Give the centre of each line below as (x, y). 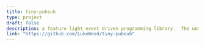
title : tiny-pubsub (31, 12)
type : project (24, 17)
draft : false (23, 23)
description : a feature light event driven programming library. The (98, 28)
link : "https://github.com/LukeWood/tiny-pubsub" (71, 34)
